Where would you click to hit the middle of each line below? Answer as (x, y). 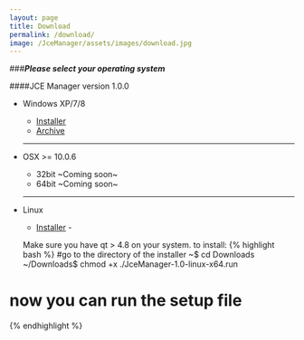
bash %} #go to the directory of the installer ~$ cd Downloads (138, 255)
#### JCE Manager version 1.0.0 (69, 86)
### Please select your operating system (87, 69)
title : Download (40, 26)
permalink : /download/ (52, 34)
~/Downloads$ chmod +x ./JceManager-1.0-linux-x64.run (130, 264)
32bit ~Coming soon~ (77, 175)
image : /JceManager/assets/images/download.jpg (101, 43)
